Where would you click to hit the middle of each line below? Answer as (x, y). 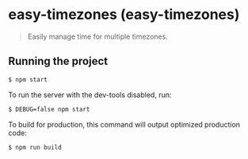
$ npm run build (35, 147)
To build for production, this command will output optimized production (124, 124)
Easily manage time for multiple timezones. (97, 36)
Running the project (58, 61)
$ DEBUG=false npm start (49, 109)
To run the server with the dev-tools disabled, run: (90, 95)
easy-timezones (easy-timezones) (124, 15)
